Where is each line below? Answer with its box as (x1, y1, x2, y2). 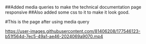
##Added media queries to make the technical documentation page (5, 4, 142, 10)
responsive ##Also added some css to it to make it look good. (5, 9, 130, 15)
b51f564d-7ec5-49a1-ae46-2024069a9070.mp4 (5, 34, 103, 39)
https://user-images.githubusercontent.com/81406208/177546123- (5, 28, 141, 34)
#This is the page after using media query (5, 19, 90, 24)
